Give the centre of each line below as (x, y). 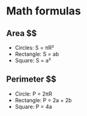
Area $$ (22, 33)
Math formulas (43, 11)
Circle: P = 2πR (34, 94)
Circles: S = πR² (34, 47)
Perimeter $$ (31, 79)
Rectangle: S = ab (37, 54)
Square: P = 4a (33, 106)
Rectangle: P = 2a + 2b (43, 100)
